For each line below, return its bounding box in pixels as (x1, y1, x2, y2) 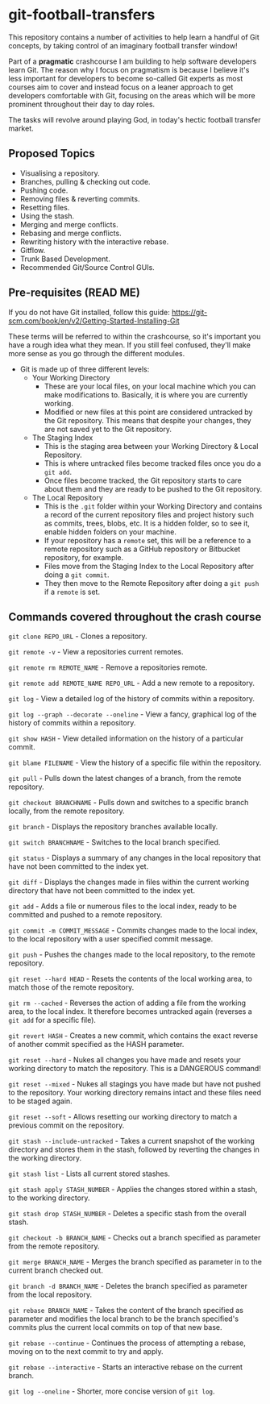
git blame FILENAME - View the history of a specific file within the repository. (8, 758, 262, 767)
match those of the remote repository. (8, 982, 135, 992)
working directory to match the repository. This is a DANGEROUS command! (8, 1064, 262, 1074)
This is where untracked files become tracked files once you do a (44, 458, 262, 468)
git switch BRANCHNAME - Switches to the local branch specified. (8, 837, 221, 847)
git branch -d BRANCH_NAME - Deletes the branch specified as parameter (8, 1281, 248, 1291)
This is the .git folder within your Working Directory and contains (44, 501, 263, 511)
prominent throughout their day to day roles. (8, 99, 156, 109)
